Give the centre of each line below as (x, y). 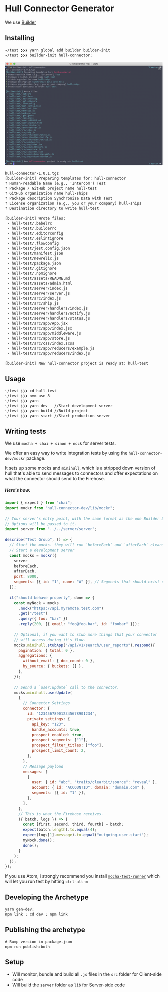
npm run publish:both (28, 947)
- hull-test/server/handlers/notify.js (49, 314)
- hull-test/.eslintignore (35, 239)
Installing (20, 38)
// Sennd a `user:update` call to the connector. (67, 687)
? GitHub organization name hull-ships (47, 194)
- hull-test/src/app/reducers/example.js (51, 349)
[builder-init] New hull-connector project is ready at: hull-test (77, 364)
